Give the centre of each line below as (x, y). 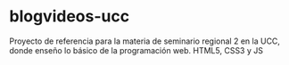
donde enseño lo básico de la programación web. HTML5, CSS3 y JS (136, 50)
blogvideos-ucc (70, 16)
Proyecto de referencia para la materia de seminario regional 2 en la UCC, (145, 41)
